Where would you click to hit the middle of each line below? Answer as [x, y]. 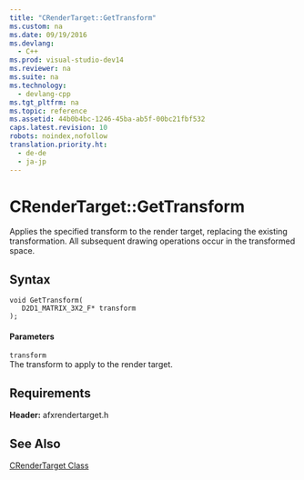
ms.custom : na [36, 26]
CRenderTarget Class [49, 465]
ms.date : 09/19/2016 [49, 35]
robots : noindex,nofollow [58, 136]
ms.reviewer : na [40, 69]
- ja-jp [32, 161]
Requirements [50, 393]
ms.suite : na [34, 77]
